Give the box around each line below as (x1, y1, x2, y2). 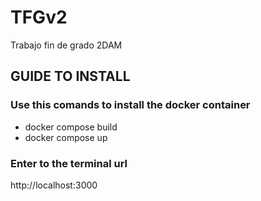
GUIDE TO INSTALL (10, 68, 131, 85)
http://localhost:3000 (10, 179, 98, 191)
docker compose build (24, 121, 118, 133)
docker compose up (24, 131, 108, 143)
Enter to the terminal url (10, 156, 128, 170)
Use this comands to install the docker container (10, 98, 251, 112)
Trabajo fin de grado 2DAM (10, 39, 123, 51)
